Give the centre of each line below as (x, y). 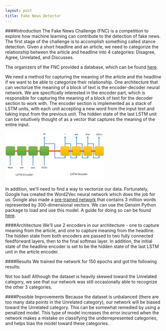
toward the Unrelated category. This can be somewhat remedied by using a (83, 307)
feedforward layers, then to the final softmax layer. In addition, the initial (79, 241)
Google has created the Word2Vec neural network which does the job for (80, 194)
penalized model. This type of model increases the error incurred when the (82, 312)
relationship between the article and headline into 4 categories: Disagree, (81, 52)
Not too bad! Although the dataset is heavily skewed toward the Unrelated (81, 276)
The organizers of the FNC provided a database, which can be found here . (82, 67)
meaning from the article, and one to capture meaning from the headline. (80, 230)
